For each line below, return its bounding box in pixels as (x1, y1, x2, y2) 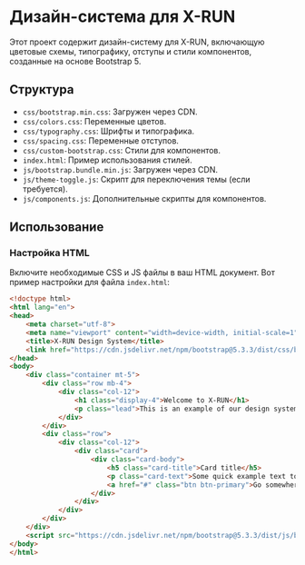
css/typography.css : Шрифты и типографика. (22, 125, 195, 136)
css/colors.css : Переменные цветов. (22, 115, 167, 126)
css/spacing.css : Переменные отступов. (22, 134, 180, 146)
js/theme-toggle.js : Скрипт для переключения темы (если (22, 173, 251, 184)
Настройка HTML (9, 247, 90, 260)
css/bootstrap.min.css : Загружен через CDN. (22, 106, 198, 117)
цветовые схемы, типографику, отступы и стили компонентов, (9, 45, 252, 56)
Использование (9, 220, 104, 235)
